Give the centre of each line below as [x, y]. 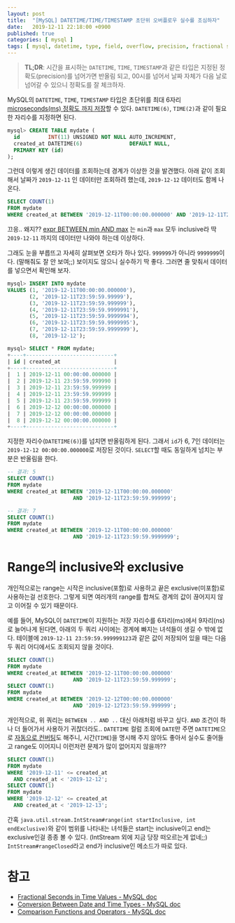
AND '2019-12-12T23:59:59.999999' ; [125, 706]
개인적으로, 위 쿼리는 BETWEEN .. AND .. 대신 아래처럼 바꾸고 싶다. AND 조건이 [113, 719]
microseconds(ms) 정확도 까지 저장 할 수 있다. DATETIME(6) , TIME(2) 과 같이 [111, 108]
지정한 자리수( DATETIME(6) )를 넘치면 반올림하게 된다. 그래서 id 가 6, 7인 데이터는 [116, 441]
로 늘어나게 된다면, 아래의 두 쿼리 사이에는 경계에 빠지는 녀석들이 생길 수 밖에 [112, 629]
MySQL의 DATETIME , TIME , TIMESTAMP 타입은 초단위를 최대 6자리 [94, 100]
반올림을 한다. [39, 459]
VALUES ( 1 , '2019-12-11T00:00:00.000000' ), [72, 290]
